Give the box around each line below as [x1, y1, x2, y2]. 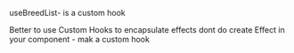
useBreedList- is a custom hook [9, 8, 127, 18]
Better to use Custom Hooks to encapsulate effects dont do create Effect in [9, 25, 285, 34]
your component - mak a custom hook [9, 34, 150, 44]
